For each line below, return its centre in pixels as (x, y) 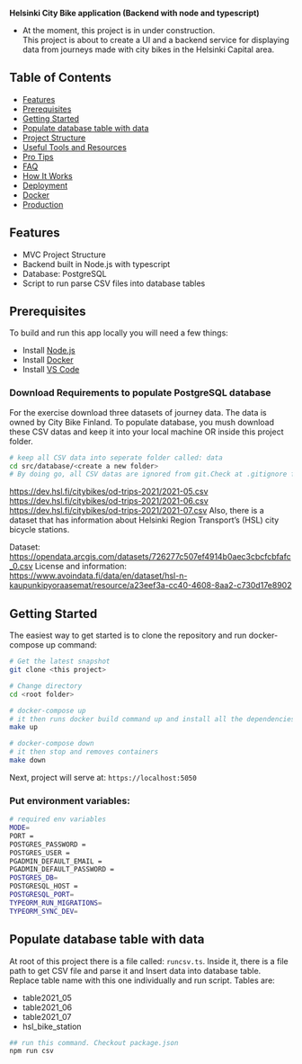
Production (43, 204)
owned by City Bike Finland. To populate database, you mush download (142, 422)
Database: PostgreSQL (64, 273)
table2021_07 (47, 1016)
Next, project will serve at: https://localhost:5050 (103, 777)
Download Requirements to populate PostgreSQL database (140, 393)
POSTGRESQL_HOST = (44, 886)
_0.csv (21, 567)
